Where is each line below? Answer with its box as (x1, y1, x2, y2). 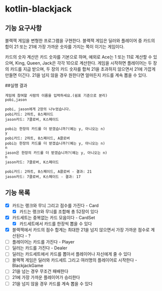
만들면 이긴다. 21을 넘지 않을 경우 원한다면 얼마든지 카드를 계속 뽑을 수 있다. (5, 72, 147, 78)
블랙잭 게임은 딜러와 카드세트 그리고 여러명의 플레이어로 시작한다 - (12, 257, 137, 263)
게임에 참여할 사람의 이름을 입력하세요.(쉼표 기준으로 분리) (5, 93, 108, 98)
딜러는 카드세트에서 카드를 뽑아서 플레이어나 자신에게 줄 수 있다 (12, 251, 131, 257)
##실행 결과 (5, 82, 28, 88)
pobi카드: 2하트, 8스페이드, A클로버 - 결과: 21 (5, 169, 92, 174)
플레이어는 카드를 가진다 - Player (12, 239, 75, 245)
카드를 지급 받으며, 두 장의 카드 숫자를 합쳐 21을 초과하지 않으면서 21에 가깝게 (10, 66, 156, 72)
